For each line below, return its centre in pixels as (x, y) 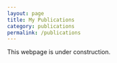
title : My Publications (41, 20)
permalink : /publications (44, 33)
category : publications (41, 26)
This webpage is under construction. (59, 52)
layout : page (26, 13)
